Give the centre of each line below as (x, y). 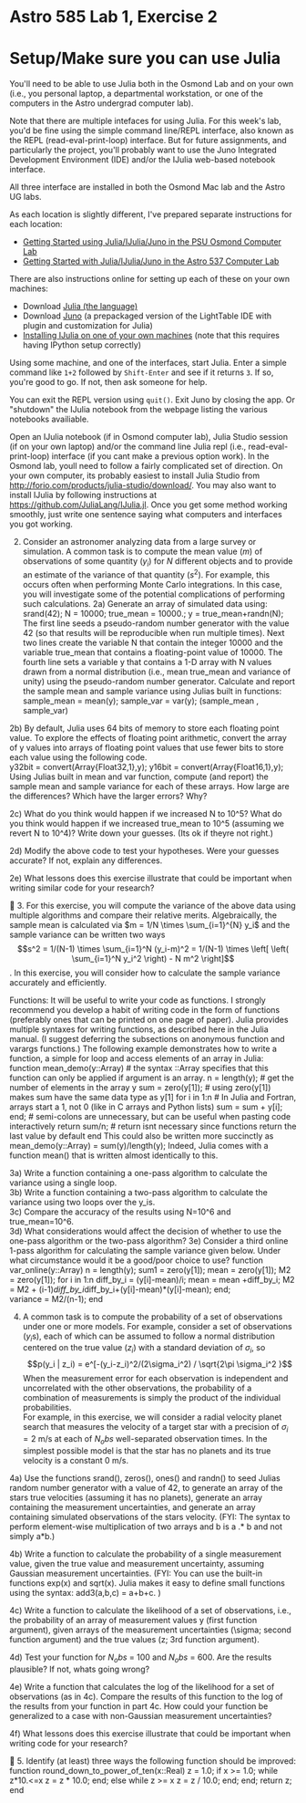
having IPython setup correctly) (82, 345)
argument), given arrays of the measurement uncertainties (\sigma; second (150, 1630)
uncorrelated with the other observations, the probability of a (137, 1388)
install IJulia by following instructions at (83, 495)
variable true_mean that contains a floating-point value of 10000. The (153, 652)
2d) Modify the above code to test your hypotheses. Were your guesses (144, 850)
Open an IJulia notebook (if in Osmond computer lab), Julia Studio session (149, 437)
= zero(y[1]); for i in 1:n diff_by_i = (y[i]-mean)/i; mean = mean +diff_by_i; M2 (152, 1279)
